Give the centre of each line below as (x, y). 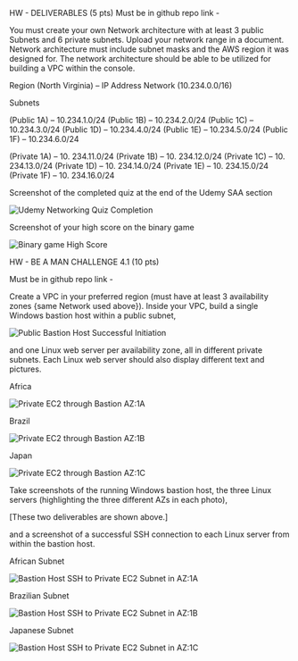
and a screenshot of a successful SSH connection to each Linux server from (149, 534)
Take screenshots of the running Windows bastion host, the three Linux (141, 490)
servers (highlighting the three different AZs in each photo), (118, 500)
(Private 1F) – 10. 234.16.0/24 (62, 175)
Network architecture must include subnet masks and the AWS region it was (149, 49)
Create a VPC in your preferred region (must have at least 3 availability (139, 297)
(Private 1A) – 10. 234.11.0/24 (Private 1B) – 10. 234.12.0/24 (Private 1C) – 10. (147, 156)
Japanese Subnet (41, 630)
